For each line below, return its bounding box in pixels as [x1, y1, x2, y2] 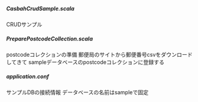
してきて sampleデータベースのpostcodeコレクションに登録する [6, 58, 164, 66]
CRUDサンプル [6, 21, 43, 28]
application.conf [6, 72, 49, 80]
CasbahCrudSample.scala [6, 5, 75, 12]
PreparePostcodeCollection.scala [6, 35, 93, 42]
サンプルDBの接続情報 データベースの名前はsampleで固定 [6, 88, 149, 96]
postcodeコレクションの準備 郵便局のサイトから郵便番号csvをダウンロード [6, 51, 193, 58]
